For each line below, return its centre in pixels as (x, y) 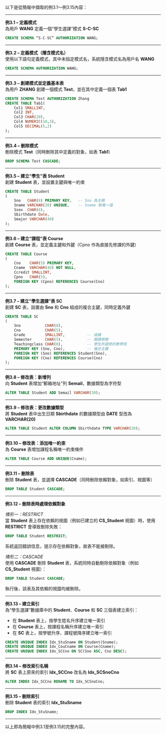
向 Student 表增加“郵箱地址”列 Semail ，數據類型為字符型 (63, 383)
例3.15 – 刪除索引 (22, 696)
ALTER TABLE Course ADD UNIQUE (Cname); (46, 459)
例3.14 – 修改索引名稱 (27, 666)
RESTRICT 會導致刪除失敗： (34, 526)
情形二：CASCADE (24, 557)
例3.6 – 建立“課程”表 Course (34, 238)
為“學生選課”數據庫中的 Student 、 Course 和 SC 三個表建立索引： (72, 610)
